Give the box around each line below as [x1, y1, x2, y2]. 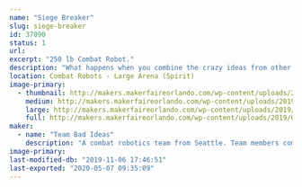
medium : [25, 96, 54, 106]
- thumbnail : [17, 88, 67, 97]
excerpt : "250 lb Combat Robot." [9, 55, 135, 64]
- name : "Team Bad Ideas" [17, 130, 115, 139]
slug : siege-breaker [9, 22, 87, 31]
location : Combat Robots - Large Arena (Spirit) [9, 72, 195, 81]
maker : [9, 122, 34, 131]
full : [25, 113, 47, 122]
